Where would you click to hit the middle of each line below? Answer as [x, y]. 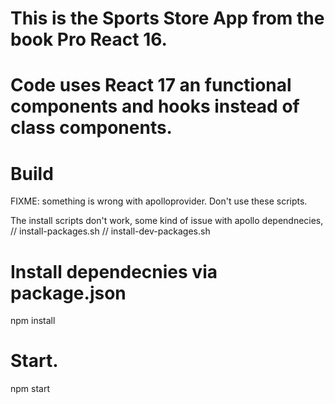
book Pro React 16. [89, 39]
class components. [91, 128]
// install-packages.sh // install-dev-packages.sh [110, 231]
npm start [30, 389]
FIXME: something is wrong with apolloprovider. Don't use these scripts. [159, 201]
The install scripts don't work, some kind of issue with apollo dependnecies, [167, 221]
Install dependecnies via [114, 271]
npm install [33, 321]
